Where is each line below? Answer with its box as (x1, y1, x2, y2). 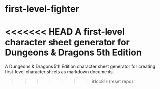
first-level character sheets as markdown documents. (5, 69, 114, 75)
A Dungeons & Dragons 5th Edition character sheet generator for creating (5, 63, 156, 70)
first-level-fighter (5, 3, 79, 15)
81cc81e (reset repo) (91, 78, 133, 85)
